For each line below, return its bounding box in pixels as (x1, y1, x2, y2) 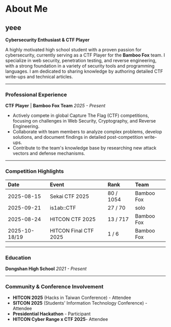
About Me (5, 3, 48, 15)
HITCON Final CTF (50, 227, 94, 234)
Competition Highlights (5, 168, 64, 175)
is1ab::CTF (50, 204, 76, 211)
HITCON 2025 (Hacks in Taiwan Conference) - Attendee (12, 294, 131, 301)
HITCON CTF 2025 (50, 216, 96, 223)
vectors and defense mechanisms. (12, 151, 85, 157)
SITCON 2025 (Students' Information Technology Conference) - (12, 300, 148, 306)
